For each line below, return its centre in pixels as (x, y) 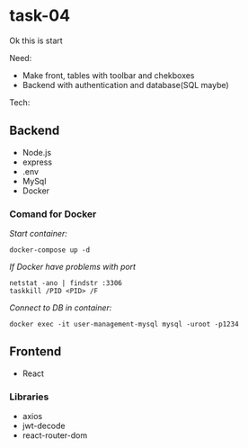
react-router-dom (55, 435)
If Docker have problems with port (73, 267)
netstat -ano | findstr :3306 (66, 283)
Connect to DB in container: (61, 308)
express (37, 162)
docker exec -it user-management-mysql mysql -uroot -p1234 (124, 325)
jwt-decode (44, 426)
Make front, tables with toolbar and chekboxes (108, 75)
